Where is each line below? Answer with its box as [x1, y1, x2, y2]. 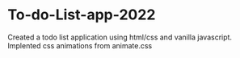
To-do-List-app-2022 [7, 6, 156, 24]
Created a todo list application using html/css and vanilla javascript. [7, 32, 232, 42]
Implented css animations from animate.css [7, 40, 153, 50]
